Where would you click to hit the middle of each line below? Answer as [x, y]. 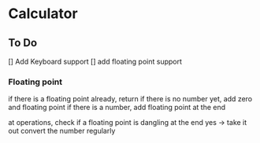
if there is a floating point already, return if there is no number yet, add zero [130, 99]
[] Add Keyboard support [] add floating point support [95, 61]
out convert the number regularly [62, 131]
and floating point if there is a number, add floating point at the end [117, 108]
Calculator [43, 14]
